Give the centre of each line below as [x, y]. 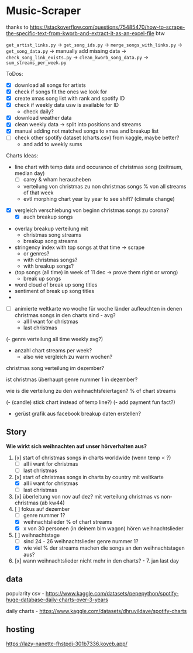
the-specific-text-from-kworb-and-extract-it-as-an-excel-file [80, 33]
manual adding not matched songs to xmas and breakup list [87, 131]
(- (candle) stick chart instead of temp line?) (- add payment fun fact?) [91, 402]
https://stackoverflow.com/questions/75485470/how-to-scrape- [107, 27]
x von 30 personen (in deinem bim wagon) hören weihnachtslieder [103, 528]
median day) [30, 173]
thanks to [17, 27]
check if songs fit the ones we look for [61, 92]
